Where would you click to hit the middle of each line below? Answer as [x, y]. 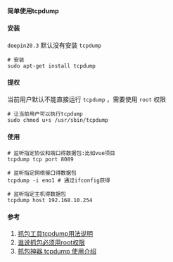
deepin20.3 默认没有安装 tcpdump [55, 45]
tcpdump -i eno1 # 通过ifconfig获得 [59, 181]
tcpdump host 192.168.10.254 [50, 201]
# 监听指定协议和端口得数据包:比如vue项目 [62, 154]
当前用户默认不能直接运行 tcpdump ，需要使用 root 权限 [87, 99]
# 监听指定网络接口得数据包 [42, 173]
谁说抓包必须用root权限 [51, 242]
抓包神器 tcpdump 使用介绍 [57, 251]
